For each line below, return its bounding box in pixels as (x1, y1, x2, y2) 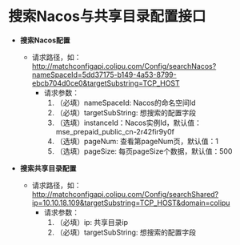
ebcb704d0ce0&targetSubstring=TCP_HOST (31, 78, 180, 88)
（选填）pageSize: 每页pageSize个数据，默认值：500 (55, 146, 233, 156)
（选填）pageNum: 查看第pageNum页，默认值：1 (55, 136, 218, 146)
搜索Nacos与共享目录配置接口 (8, 7, 206, 26)
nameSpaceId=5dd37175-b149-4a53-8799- (31, 70, 178, 79)
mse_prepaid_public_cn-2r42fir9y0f (55, 127, 174, 136)
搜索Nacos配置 (19, 35, 70, 45)
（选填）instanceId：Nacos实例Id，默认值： (55, 118, 202, 127)
